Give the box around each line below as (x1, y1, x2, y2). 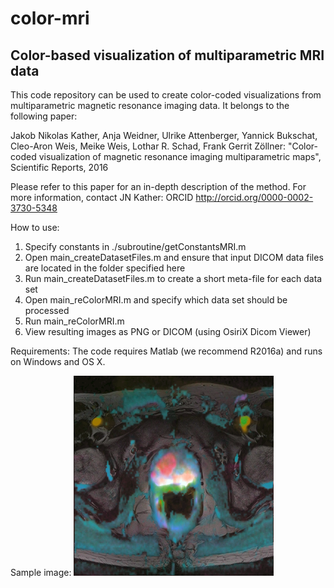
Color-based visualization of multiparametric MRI (10, 47, 325, 64)
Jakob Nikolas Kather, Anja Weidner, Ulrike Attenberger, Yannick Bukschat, (10, 130, 318, 141)
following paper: (10, 110, 78, 122)
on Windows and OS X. (10, 356, 106, 367)
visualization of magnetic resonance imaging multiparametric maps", (38, 151, 322, 162)
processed (24, 305, 70, 316)
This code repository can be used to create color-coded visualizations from (10, 89, 322, 101)
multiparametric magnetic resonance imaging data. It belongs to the (10, 100, 290, 111)
